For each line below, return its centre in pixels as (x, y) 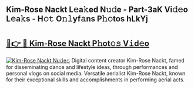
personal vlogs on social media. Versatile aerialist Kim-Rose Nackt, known (96, 73)
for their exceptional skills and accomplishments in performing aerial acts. (96, 80)
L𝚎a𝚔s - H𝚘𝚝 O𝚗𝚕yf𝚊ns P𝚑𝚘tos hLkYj (77, 19)
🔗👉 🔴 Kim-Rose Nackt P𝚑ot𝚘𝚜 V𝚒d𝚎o (78, 43)
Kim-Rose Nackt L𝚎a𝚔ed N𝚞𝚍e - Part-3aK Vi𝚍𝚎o (97, 10)
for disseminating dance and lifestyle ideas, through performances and (92, 67)
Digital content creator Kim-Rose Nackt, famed (128, 60)
